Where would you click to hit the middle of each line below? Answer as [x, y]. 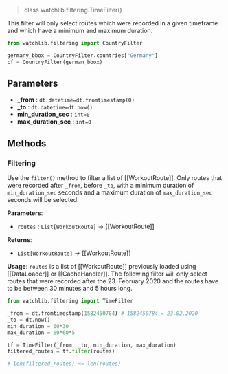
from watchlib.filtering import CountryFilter [75, 43]
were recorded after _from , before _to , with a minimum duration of [101, 186]
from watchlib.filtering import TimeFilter [70, 301]
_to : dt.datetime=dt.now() [55, 107]
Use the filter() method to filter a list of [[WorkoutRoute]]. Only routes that [115, 178]
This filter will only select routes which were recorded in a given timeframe [113, 23]
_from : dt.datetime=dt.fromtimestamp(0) [76, 100]
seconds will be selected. [43, 200]
